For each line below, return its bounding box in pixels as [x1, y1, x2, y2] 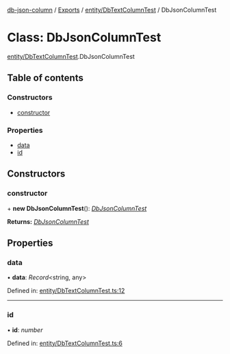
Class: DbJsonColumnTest [7, 30, 162, 45]
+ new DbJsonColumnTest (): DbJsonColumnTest [7, 204, 147, 212]
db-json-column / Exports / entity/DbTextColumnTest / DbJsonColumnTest [7, 6, 217, 14]
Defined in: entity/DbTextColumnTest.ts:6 [7, 339, 123, 347]
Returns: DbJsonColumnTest [7, 217, 89, 225]
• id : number [7, 325, 43, 334]
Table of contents [7, 72, 84, 84]
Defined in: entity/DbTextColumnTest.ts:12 [7, 287, 125, 295]
